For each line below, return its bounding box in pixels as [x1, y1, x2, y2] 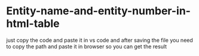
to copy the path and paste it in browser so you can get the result [6, 43, 167, 50]
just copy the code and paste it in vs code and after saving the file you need [6, 36, 193, 43]
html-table [6, 17, 60, 30]
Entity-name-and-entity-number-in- [6, 4, 191, 18]
